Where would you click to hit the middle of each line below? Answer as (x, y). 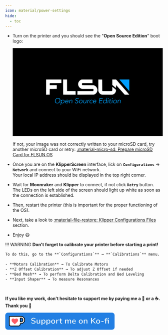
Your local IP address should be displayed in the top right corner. (79, 175)
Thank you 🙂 (18, 306)
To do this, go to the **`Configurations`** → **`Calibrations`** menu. (82, 254)
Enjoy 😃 (21, 235)
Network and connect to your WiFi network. (56, 169)
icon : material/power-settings (38, 10)
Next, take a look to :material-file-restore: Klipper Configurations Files (84, 220)
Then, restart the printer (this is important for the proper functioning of (85, 205)
